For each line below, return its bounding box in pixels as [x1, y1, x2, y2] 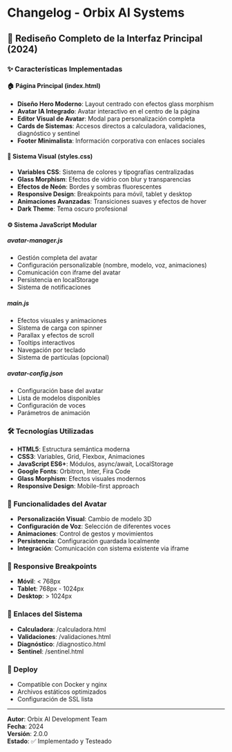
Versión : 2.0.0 [7, 729, 48, 737]
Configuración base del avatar [17, 387, 104, 395]
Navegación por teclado [17, 346, 86, 354]
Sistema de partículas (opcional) [17, 353, 110, 362]
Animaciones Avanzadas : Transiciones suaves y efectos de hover [17, 197, 207, 205]
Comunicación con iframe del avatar [17, 268, 121, 277]
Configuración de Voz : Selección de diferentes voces [17, 522, 171, 530]
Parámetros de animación [17, 409, 90, 417]
